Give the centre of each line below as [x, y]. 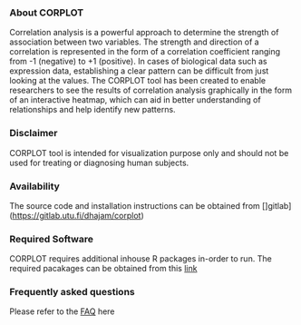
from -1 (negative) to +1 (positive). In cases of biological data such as [138, 62]
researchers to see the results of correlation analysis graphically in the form [151, 90]
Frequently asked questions [72, 292]
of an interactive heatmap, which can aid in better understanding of [135, 100]
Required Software [51, 239]
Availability [35, 186]
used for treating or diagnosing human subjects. [99, 162]
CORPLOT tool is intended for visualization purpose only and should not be [149, 153]
